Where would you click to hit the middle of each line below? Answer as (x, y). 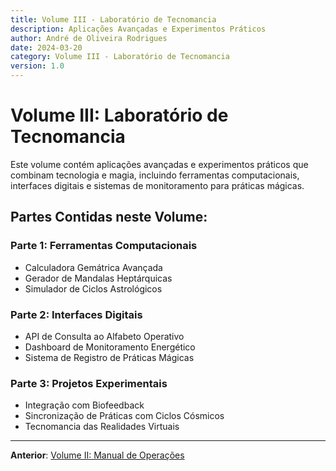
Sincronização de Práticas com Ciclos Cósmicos (124, 416)
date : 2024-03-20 (46, 47)
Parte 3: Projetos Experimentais (89, 383)
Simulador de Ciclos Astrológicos (93, 288)
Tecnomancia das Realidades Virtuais (102, 427)
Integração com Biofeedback (84, 405)
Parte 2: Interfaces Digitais (76, 314)
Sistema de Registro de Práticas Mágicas (109, 357)
